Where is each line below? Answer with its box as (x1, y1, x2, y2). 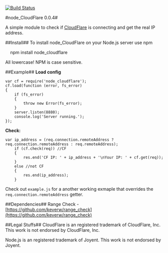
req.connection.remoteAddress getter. (5, 191, 83, 197)
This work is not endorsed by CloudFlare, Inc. (5, 227, 100, 233)
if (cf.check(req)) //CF (14, 146, 67, 151)
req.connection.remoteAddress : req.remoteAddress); (5, 142, 119, 147)
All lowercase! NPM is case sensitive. (5, 59, 83, 65)
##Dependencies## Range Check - (5, 201, 79, 207)
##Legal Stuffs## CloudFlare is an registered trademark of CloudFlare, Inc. (5, 222, 160, 228)
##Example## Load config (5, 69, 62, 75)
